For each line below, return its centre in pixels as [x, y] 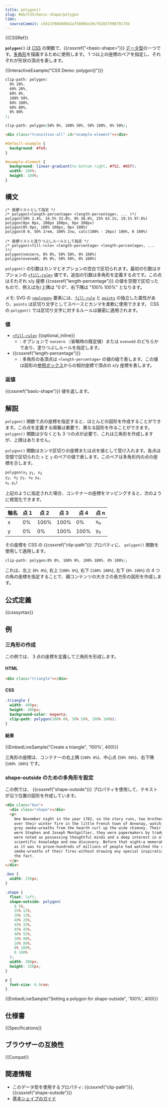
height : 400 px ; [25, 710]
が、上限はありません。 [29, 440]
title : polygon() [23, 10]
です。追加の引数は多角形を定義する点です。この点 [110, 275]
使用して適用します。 [27, 551]
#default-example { [25, 143]
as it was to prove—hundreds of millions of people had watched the [86, 847]
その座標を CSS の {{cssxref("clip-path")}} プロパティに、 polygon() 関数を [82, 545]
